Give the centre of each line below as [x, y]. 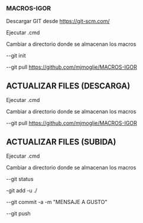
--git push [18, 213]
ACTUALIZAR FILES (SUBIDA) [61, 141]
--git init [16, 56]
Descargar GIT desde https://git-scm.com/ [58, 21]
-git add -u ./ [22, 190]
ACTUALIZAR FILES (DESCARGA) [68, 86]
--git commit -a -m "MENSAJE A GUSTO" [57, 202]
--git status [20, 179]
